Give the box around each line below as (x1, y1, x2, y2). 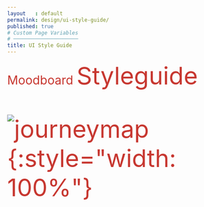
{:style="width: (7, 144, 177, 173)
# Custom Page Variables (7, 29, 79, 36)
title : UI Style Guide (7, 42, 72, 49)
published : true (7, 23, 54, 30)
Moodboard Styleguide (7, 61, 198, 91)
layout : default (7, 10, 63, 17)
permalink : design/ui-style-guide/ (7, 17, 110, 23)
